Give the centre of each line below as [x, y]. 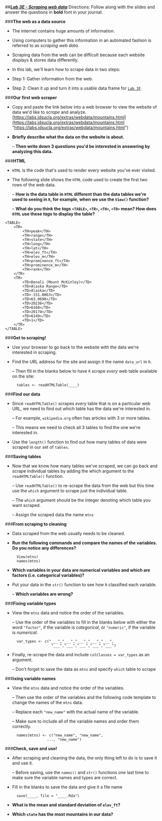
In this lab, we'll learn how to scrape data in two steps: [66, 69]
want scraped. [26, 505]
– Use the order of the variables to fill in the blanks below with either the [84, 622]
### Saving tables [23, 457]
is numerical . [25, 632]
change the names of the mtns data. [47, 703]
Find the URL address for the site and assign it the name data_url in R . [82, 362]
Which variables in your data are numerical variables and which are [81, 570]
